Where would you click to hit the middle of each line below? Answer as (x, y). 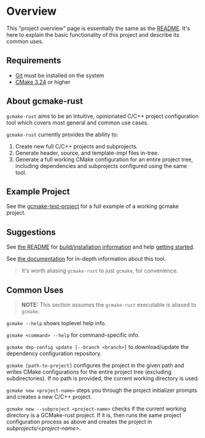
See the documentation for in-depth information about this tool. (86, 259)
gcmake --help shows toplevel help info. (56, 323)
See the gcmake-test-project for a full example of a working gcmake (93, 206)
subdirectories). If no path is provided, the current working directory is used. (103, 378)
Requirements (34, 60)
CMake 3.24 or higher (43, 82)
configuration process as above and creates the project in (79, 422)
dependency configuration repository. (54, 353)
